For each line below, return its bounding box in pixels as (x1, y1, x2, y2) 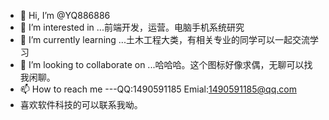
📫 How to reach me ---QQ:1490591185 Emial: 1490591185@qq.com (19, 83, 297, 95)
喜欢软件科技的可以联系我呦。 (19, 99, 143, 110)
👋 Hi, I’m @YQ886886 (19, 10, 111, 21)
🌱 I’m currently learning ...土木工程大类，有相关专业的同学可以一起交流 (19, 34, 310, 45)
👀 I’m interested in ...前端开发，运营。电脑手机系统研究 (19, 21, 245, 33)
